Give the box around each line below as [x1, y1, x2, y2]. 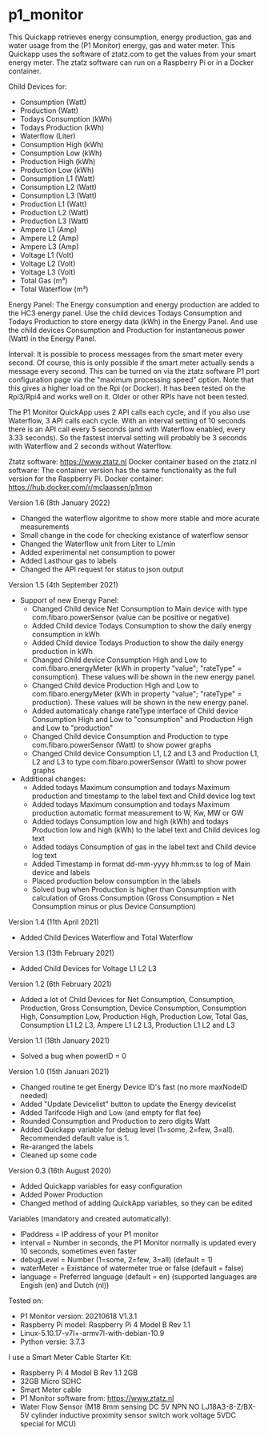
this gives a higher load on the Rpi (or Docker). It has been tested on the [8, 383, 246, 393]
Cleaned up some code [19, 1150, 98, 1160]
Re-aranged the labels [19, 1141, 94, 1151]
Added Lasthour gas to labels [19, 556, 118, 565]
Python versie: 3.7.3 [19, 1337, 86, 1346]
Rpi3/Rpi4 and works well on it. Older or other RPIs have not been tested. [8, 391, 250, 401]
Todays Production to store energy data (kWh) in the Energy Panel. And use [8, 316, 258, 326]
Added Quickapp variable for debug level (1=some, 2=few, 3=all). [19, 1125, 235, 1134]
